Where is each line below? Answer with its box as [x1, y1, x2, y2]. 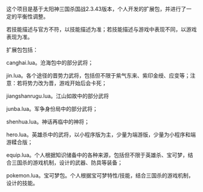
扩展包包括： [6, 46, 38, 53]
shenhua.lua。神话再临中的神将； [6, 118, 90, 125]
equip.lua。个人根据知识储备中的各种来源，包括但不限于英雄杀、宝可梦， [6, 151, 188, 159]
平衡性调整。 [16, 13, 49, 20]
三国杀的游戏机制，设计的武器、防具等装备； [11, 159, 123, 166]
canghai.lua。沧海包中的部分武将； [6, 59, 94, 66]
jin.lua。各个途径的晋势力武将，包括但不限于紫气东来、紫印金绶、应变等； [6, 72, 190, 79]
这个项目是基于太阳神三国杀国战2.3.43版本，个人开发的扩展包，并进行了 [6, 5, 187, 12]
